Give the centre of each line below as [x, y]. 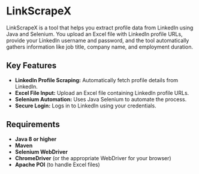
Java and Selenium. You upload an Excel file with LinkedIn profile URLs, [94, 34]
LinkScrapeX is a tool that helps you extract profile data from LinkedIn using [100, 28]
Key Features [31, 66]
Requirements [33, 124]
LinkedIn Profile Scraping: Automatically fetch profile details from [97, 80]
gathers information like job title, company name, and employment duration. [100, 47]
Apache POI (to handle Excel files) [57, 164]
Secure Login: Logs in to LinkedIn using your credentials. [86, 106]
